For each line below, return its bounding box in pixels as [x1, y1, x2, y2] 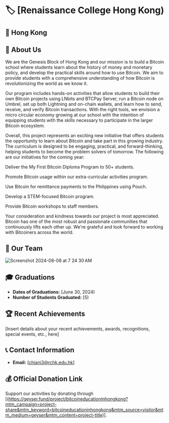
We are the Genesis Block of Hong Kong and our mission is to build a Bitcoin [5, 59, 164, 65]
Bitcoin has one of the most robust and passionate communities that [5, 218, 148, 224]
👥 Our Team [5, 244, 43, 252]
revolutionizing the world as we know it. [5, 80, 88, 87]
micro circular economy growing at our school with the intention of [5, 112, 144, 118]
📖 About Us [5, 45, 41, 54]
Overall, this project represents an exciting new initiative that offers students [5, 133, 164, 139]
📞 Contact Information [5, 346, 74, 354]
